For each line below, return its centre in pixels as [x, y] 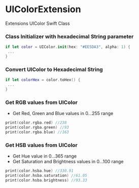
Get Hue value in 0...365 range [45, 156]
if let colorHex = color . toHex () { [43, 80]
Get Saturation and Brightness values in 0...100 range [68, 161]
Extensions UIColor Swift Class [38, 23]
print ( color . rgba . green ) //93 [37, 127]
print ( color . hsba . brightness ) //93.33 [46, 180]
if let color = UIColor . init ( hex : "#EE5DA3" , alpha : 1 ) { [68, 47]
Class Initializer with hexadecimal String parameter [69, 36]
